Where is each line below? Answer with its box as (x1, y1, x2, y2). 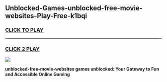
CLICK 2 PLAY (5, 45, 40, 52)
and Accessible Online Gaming (5, 71, 70, 77)
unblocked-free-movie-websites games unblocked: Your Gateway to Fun (5, 66, 160, 72)
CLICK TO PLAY (5, 27, 44, 34)
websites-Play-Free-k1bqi (5, 12, 87, 20)
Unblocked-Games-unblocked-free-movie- (5, 4, 143, 12)
